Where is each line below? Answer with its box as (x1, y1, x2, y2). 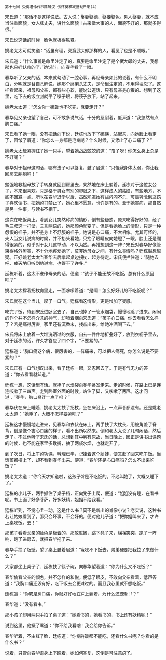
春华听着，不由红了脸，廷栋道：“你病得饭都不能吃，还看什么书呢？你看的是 (5, 633, 159, 639)
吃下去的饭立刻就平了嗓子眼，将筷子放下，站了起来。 (13, 93, 122, 99)
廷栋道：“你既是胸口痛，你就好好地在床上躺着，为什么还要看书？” (5, 591, 139, 596)
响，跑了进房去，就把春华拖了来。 (5, 536, 75, 542)
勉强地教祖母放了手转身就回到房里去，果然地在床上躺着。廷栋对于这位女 (5, 182, 152, 187)
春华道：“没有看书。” (5, 601, 46, 607)
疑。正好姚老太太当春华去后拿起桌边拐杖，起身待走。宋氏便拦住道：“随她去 (5, 254, 159, 260)
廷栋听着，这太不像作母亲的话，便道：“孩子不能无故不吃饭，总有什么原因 (5, 271, 155, 276)
